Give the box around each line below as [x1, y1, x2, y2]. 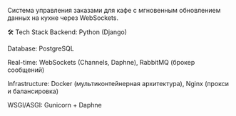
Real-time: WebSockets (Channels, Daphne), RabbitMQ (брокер [7, 58, 195, 66]
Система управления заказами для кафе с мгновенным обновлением [7, 6, 221, 14]
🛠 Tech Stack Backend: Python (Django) [7, 28, 127, 36]
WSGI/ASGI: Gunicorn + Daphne [7, 101, 102, 109]
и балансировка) [7, 87, 59, 95]
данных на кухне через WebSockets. [7, 14, 119, 22]
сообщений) [7, 65, 45, 74]
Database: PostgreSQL [7, 44, 75, 53]
